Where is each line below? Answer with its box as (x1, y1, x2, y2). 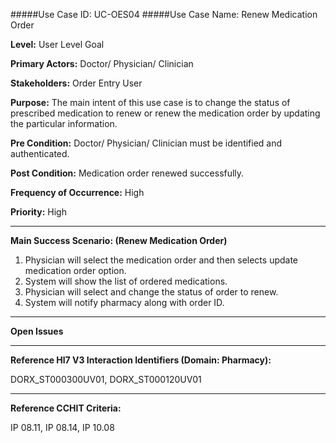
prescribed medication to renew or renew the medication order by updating (10, 107, 321, 119)
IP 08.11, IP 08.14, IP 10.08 (10, 422, 115, 433)
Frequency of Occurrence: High (10, 187, 145, 198)
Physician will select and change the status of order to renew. (24, 286, 279, 298)
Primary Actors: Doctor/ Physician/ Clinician (10, 58, 194, 69)
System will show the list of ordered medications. (24, 275, 228, 287)
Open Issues (10, 325, 64, 337)
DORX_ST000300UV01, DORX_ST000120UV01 (10, 374, 202, 385)
